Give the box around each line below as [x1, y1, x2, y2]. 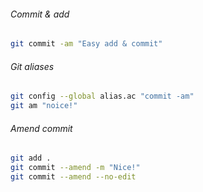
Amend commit [10, 122, 73, 134]
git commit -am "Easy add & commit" [10, 39, 163, 49]
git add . [10, 153, 52, 164]
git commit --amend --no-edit [10, 171, 137, 182]
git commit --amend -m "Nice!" [10, 163, 141, 173]
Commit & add [10, 8, 70, 20]
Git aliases [10, 60, 55, 72]
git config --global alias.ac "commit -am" [10, 91, 195, 102]
